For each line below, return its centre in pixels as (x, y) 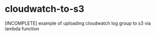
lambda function (22, 28)
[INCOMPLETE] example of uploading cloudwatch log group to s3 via (78, 23)
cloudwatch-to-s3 (45, 9)
